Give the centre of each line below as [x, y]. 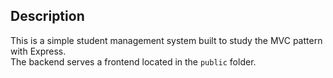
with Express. [38, 51]
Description [47, 16]
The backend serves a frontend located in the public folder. [133, 61]
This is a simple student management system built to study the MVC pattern [166, 40]
